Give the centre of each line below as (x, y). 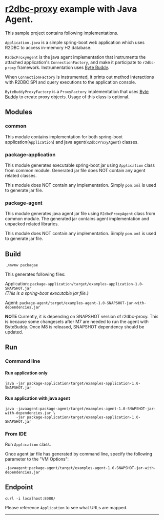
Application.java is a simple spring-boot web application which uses (75, 42)
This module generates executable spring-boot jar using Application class (80, 165)
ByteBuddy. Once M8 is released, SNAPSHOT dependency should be (75, 327)
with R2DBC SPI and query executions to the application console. (71, 82)
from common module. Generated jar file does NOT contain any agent (75, 170)
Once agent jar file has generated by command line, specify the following (79, 454)
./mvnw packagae (21, 265)
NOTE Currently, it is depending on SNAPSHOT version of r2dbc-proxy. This (82, 317)
